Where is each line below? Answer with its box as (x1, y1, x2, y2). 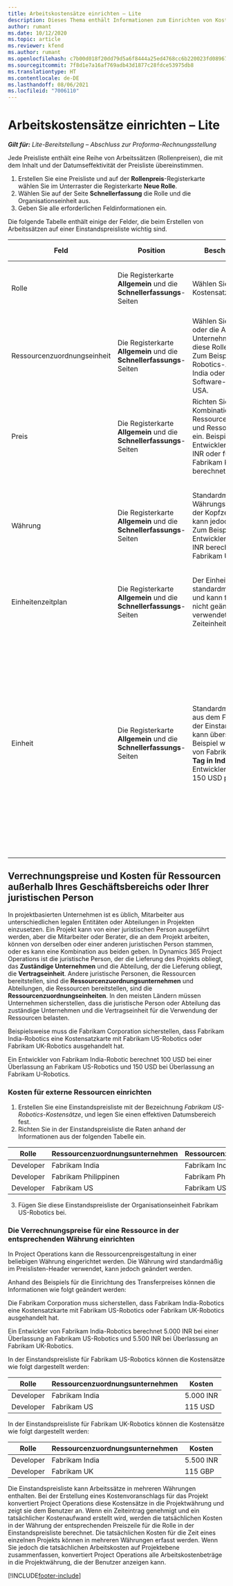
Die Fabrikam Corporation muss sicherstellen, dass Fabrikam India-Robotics (8, 1299, 225, 1307)
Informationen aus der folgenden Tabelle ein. (17, 1132, 146, 1141)
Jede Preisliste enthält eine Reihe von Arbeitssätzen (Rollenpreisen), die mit (8, 154, 223, 162)
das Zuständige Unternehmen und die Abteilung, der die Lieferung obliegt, (8, 962, 223, 970)
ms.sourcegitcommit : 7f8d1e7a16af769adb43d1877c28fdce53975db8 (8, 62, 194, 69)
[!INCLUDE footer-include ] (8, 1571, 82, 1580)
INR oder (192, 449, 221, 458)
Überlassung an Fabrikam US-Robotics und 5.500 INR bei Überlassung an (8, 1334, 218, 1343)
